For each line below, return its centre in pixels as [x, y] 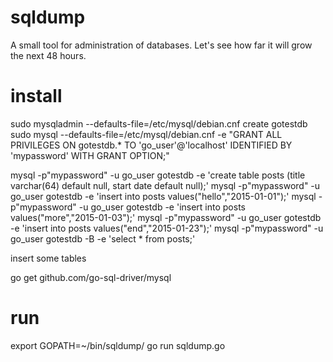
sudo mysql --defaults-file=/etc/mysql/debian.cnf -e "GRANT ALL [146, 134]
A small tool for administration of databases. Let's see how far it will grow [161, 45]
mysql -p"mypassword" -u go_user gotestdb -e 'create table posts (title [158, 175]
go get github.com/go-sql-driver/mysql [91, 277]
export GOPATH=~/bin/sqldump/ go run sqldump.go [118, 345]
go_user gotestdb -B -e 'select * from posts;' [103, 238]
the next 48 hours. [48, 55]
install [36, 96]
